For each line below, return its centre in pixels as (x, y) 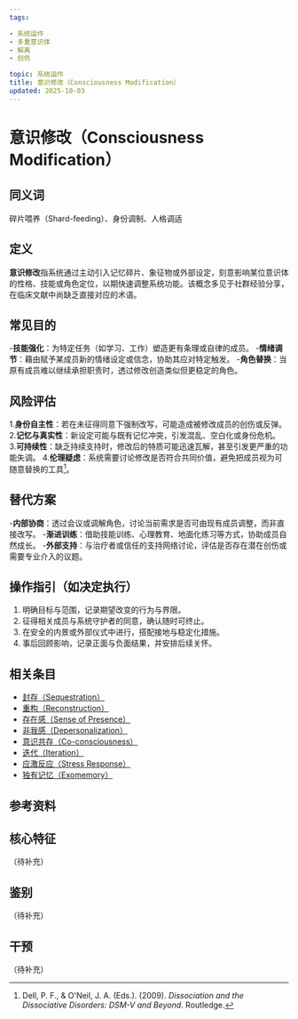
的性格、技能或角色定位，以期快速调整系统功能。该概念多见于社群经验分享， (149, 283)
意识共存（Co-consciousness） (80, 742)
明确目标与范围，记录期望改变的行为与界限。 (104, 610)
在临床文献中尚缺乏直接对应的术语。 (75, 294)
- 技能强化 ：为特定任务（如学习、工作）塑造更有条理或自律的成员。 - (134, 349)
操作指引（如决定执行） (73, 587)
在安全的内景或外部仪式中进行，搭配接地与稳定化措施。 (123, 632)
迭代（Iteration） (53, 753)
